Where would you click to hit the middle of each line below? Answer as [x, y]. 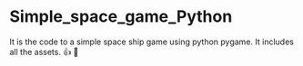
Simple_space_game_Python [121, 17]
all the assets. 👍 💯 [44, 52]
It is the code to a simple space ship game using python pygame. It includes [151, 42]
